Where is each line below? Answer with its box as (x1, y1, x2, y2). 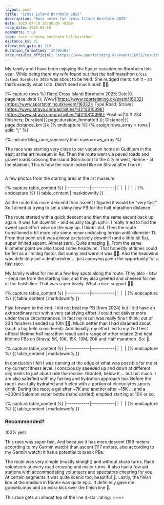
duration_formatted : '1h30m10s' (5, 48, 71, 53)
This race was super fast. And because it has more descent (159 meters (5, 439, 150, 444)
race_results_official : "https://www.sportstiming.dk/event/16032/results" (5, 52, 163, 58)
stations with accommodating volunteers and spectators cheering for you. (5, 469, 154, 475)
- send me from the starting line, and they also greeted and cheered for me (5, 275, 156, 281)
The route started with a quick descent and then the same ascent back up (5, 214, 154, 220)
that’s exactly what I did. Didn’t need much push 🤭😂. (5, 82, 110, 87)
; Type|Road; (92, 101, 118, 107)
